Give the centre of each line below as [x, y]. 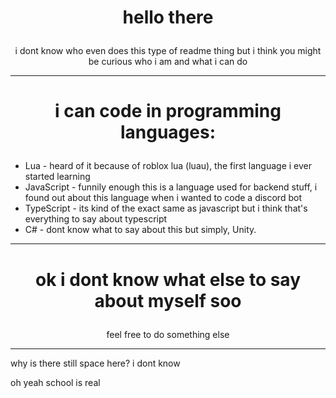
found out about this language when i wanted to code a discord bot [163, 198]
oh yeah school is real [55, 382]
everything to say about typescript [96, 219]
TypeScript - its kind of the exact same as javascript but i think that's [166, 208]
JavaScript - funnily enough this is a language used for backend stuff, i [171, 187]
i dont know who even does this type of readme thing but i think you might [168, 51]
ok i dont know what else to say [168, 279]
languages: [168, 132]
